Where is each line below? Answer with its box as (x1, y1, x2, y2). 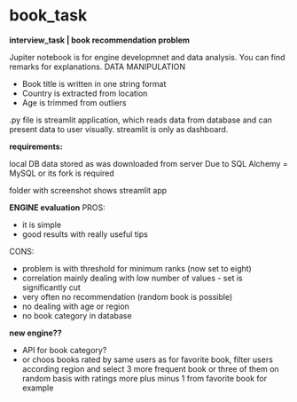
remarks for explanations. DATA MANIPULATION (9, 61, 186, 72)
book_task (9, 5, 88, 26)
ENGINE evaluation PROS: (9, 201, 106, 213)
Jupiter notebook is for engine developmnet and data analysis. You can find (9, 51, 285, 62)
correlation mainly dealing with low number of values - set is (21, 272, 243, 283)
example (21, 382, 54, 393)
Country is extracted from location (21, 88, 148, 99)
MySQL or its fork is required (9, 168, 115, 178)
